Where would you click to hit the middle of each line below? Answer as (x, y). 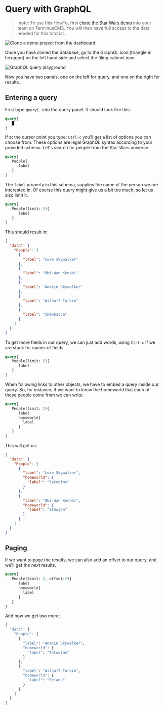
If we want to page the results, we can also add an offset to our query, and (81, 560)
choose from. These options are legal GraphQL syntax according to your (79, 142)
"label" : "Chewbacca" (45, 315)
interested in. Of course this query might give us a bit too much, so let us (79, 190)
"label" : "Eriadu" (46, 680)
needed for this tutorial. (41, 33)
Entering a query (31, 98)
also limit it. (17, 195)
